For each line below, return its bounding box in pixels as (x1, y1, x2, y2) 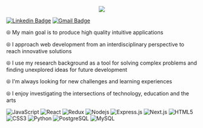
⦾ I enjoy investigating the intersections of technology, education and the (6, 90, 190, 97)
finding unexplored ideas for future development (6, 66, 127, 73)
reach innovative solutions (6, 48, 72, 54)
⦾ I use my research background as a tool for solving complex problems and (6, 59, 198, 66)
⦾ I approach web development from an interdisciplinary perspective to (6, 41, 185, 48)
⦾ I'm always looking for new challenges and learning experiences (6, 78, 173, 85)
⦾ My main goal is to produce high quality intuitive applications (6, 29, 164, 36)
